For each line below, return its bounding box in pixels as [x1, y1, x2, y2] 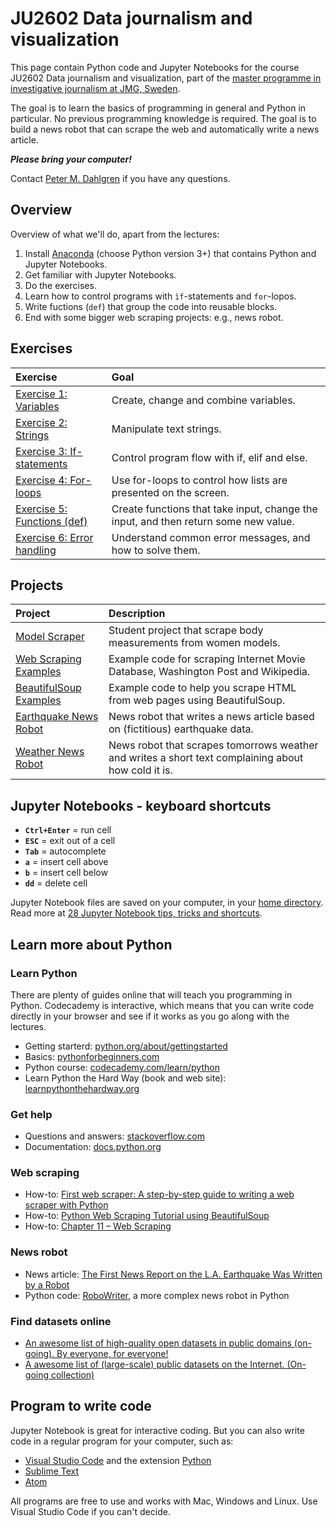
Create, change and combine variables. [111, 393, 296, 407]
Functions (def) [15, 514, 88, 528]
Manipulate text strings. [111, 422, 222, 436]
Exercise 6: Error [15, 530, 94, 544]
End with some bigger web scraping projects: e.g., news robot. [24, 311, 284, 323]
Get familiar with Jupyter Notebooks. [24, 268, 177, 281]
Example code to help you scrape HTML [108, 681, 297, 695]
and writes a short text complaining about [108, 751, 304, 765]
